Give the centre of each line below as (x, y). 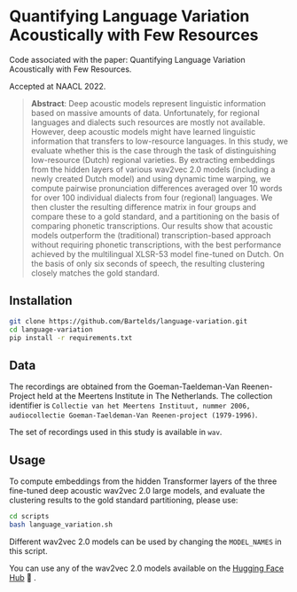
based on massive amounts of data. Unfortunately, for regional (145, 113)
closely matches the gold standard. (95, 273)
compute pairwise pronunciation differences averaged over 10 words (156, 188)
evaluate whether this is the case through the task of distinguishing (153, 150)
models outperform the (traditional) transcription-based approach (151, 235)
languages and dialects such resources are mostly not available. (148, 122)
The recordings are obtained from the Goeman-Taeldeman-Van (124, 386)
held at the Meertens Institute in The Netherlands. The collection (155, 396)
